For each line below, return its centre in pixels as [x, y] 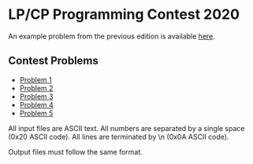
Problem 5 [36, 113]
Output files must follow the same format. [76, 151]
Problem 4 [36, 104]
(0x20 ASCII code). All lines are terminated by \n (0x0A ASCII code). [119, 137]
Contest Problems [53, 61]
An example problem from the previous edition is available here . [112, 36]
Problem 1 [36, 79]
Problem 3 [36, 97]
